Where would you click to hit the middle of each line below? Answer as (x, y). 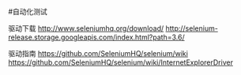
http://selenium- (192, 28)
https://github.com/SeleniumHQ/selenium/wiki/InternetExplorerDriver (120, 62)
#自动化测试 (28, 11)
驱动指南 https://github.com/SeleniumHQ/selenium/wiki (98, 53)
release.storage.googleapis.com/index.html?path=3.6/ (96, 37)
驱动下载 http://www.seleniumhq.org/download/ (86, 28)
